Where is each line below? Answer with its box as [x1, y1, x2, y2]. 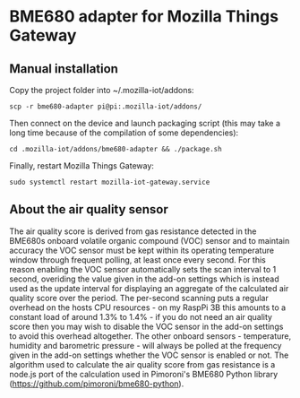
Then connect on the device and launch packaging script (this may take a [9, 118, 280, 128]
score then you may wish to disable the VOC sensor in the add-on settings [9, 321, 284, 332]
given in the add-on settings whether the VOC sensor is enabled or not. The [9, 350, 289, 360]
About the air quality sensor [9, 202, 168, 217]
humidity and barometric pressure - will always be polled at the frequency [9, 340, 282, 350]
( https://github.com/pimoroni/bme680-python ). [9, 378, 184, 389]
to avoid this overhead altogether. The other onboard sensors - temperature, [9, 330, 292, 342]
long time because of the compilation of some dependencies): [9, 127, 239, 138]
